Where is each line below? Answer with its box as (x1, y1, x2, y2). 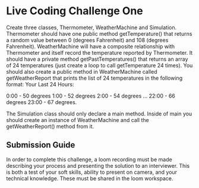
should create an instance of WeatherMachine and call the (6, 116, 150, 123)
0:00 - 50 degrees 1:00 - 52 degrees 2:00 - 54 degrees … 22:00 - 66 (6, 92, 175, 99)
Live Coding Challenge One (6, 4, 144, 18)
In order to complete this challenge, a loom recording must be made (6, 156, 172, 163)
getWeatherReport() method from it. (6, 123, 94, 130)
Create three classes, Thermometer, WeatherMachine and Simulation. (6, 24, 177, 31)
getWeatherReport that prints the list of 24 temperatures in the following (6, 74, 183, 82)
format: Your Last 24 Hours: (6, 80, 74, 87)
